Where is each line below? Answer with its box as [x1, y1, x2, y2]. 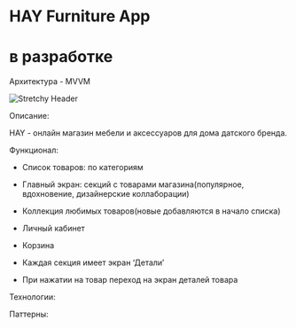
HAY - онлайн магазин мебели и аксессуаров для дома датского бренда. [9, 128, 288, 138]
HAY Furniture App [9, 6, 151, 27]
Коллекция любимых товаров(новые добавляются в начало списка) [21, 206, 281, 216]
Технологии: [9, 292, 56, 302]
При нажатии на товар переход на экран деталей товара [21, 275, 238, 285]
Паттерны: [9, 308, 49, 320]
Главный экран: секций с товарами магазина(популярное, [21, 179, 245, 190]
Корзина [21, 240, 55, 251]
